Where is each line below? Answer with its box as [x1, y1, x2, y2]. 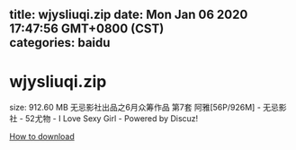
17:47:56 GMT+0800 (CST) [9, 22, 165, 37]
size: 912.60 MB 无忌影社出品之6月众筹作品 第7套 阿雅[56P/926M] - [9, 102, 261, 113]
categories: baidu [9, 35, 111, 50]
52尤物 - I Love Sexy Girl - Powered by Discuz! [25, 113, 199, 124]
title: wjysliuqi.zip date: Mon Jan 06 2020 [9, 7, 248, 22]
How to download [9, 131, 75, 142]
